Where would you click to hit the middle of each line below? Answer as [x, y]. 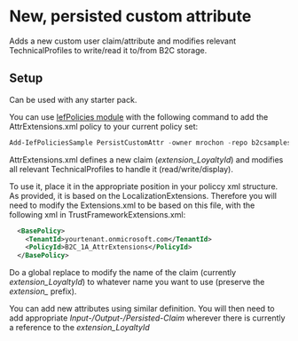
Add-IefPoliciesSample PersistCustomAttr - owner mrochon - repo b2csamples [150, 143]
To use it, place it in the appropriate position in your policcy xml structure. [144, 186]
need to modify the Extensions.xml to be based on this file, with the [132, 205]
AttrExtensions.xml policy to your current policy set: [104, 126]
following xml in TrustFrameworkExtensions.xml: [98, 214]
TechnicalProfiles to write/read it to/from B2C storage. [108, 50]
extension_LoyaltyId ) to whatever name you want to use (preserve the [137, 282]
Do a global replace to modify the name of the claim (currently [123, 273]
